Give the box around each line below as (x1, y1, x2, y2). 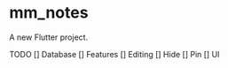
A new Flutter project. (9, 32, 89, 42)
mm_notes (9, 3, 89, 23)
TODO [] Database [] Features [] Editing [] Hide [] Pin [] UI (9, 49, 220, 59)
